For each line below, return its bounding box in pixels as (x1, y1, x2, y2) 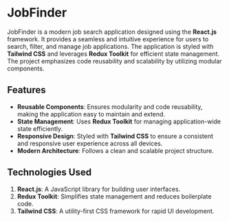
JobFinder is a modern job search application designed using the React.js (7, 28, 217, 36)
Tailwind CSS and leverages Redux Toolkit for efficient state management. (7, 50, 220, 58)
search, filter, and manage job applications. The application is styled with (7, 42, 215, 50)
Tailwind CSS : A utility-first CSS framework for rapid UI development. (17, 207, 215, 215)
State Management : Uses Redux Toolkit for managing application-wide (17, 117, 221, 125)
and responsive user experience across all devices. (17, 139, 163, 148)
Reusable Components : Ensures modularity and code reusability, (17, 102, 203, 111)
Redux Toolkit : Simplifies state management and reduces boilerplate (17, 192, 212, 201)
